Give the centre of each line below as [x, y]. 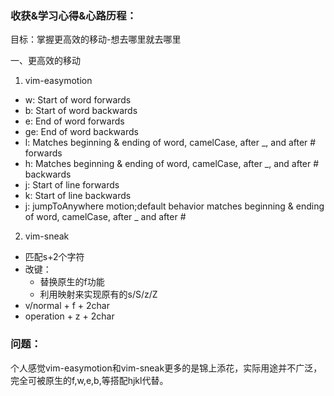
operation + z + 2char [69, 316]
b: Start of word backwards [81, 111]
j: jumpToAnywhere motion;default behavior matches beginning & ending [174, 206]
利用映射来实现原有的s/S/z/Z [98, 294]
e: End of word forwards [74, 121]
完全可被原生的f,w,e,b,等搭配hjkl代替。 [89, 380]
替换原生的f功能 [72, 282]
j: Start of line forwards [72, 185]
